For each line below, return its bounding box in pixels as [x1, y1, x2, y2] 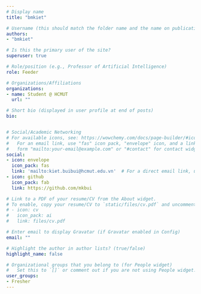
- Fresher [6, 278, 31, 285]
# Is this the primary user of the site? [6, 47, 111, 53]
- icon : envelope [6, 157, 50, 163]
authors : [6, 31, 28, 37]
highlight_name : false [6, 251, 63, 257]
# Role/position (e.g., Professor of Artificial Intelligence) [6, 64, 167, 70]
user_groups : [6, 273, 39, 279]
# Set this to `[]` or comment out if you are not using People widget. [6, 268, 197, 274]
